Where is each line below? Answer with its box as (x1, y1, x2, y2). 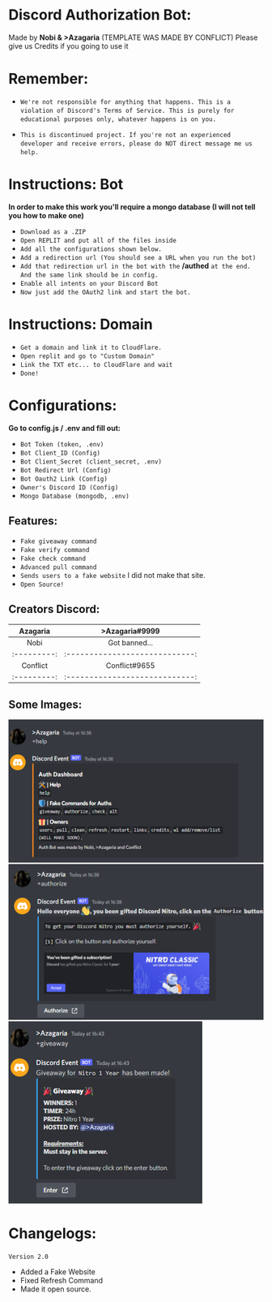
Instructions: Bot (8, 175, 124, 194)
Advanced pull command (19, 563, 97, 571)
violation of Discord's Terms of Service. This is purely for (19, 106, 235, 114)
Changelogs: (8, 1224, 97, 1243)
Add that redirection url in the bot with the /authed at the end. (19, 261, 251, 270)
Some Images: (8, 697, 83, 711)
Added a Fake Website (19, 1267, 96, 1277)
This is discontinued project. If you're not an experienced (19, 131, 232, 139)
